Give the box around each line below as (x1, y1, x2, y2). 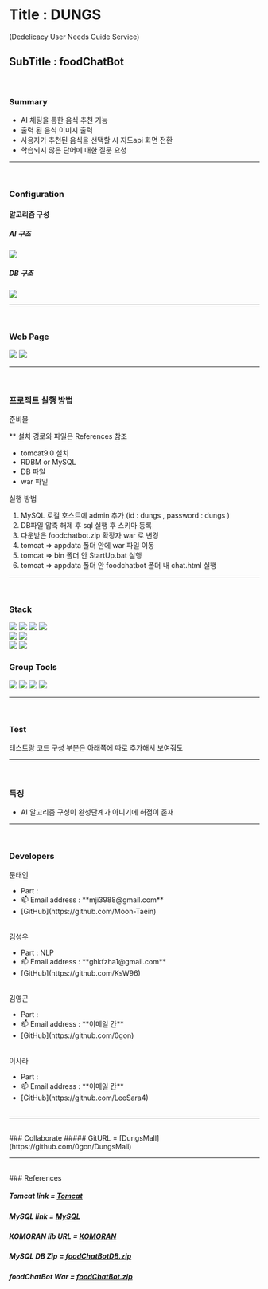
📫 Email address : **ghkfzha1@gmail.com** (20, 956, 166, 966)
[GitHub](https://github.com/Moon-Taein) (20, 906, 157, 916)
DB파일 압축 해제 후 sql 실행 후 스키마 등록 (20, 521, 153, 530)
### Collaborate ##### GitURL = (9, 1133, 118, 1142)
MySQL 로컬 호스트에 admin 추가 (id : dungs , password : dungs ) (20, 510, 230, 520)
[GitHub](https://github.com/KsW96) (20, 968, 142, 978)
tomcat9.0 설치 (20, 448, 70, 458)
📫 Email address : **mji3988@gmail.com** (20, 895, 164, 905)
